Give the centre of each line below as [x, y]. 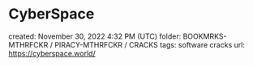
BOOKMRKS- [205, 36]
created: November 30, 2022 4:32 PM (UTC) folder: [95, 36]
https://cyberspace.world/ [52, 53]
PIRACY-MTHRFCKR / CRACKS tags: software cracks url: [150, 44]
